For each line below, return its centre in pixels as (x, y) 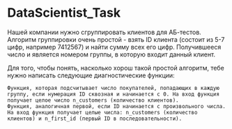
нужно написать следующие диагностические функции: (91, 75)
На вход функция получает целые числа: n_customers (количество (102, 112)
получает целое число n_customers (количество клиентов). (93, 100)
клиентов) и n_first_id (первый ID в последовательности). (95, 119)
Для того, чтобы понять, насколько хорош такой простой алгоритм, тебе (116, 68)
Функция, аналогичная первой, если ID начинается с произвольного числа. (117, 106)
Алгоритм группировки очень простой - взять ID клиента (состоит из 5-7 (116, 39)
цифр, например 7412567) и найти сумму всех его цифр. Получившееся (114, 47)
